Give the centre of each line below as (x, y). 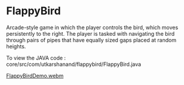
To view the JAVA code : (36, 58)
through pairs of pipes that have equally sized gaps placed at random (91, 40)
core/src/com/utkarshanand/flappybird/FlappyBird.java (74, 64)
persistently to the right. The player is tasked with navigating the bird (91, 33)
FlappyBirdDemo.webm (35, 75)
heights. (16, 46)
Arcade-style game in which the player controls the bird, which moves (92, 27)
